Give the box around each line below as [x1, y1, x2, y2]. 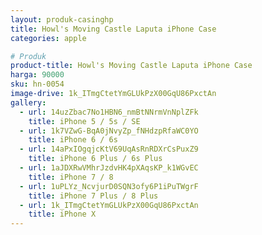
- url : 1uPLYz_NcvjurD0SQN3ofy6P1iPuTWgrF [19, 181, 199, 191]
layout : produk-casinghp [10, 14, 114, 25]
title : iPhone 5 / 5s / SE [28, 116, 141, 126]
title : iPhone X [28, 209, 97, 220]
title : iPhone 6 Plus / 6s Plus [28, 154, 163, 164]
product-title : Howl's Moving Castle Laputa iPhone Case [10, 61, 253, 71]
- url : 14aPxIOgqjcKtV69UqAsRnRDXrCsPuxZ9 [19, 144, 199, 155]
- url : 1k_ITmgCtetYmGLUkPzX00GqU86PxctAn [19, 200, 199, 210]
